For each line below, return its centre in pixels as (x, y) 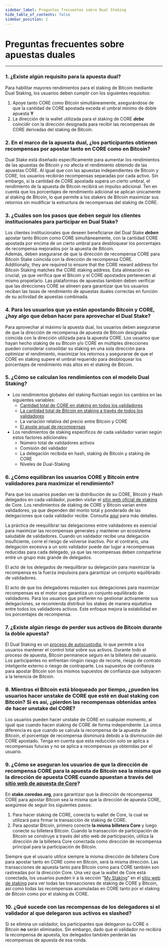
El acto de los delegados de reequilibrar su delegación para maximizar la (80, 567)
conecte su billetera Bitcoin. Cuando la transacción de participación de (85, 830)
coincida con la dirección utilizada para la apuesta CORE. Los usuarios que (82, 338)
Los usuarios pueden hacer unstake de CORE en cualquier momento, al (79, 719)
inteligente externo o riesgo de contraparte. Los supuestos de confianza (79, 666)
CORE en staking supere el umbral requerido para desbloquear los (73, 359)
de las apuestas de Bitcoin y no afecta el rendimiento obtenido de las (76, 165)
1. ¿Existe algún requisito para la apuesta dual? (63, 77)
